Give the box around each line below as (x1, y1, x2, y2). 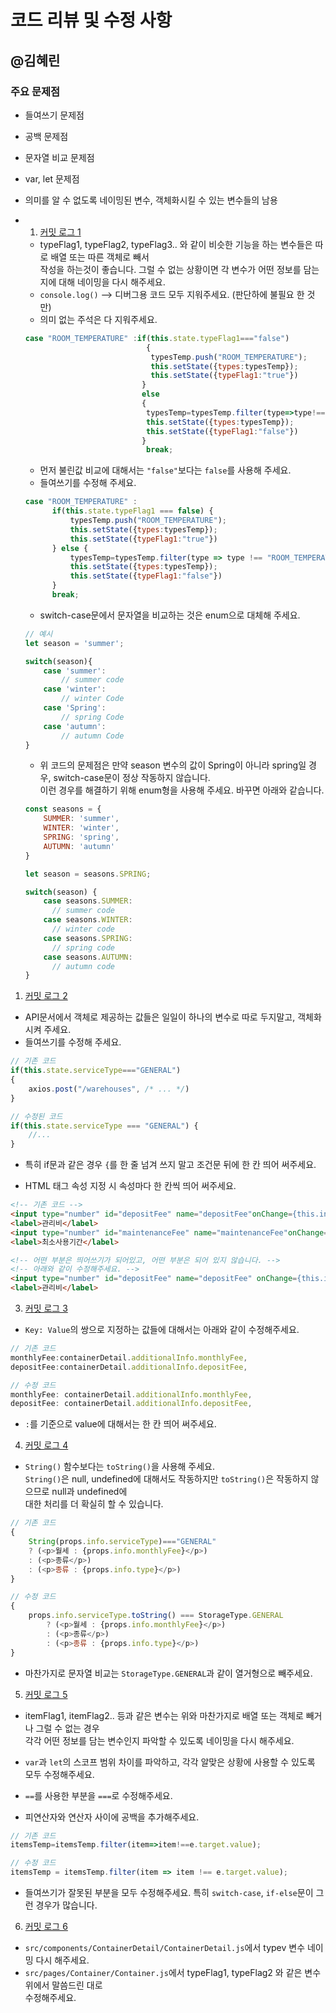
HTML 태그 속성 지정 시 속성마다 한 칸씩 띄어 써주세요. (24, 1180, 237, 1192)
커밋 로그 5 (24, 1688, 68, 1700)
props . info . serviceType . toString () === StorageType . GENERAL (28, 1611, 284, 1621)
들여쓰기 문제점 (24, 109, 85, 121)
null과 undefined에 (51, 1486, 128, 1498)
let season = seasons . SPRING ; (24, 869, 152, 879)
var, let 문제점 (24, 172, 80, 185)
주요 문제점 (10, 84, 61, 98)
